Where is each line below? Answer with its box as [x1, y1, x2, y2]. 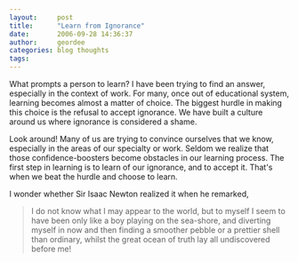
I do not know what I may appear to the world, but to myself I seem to [30, 206, 286, 216]
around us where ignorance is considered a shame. [9, 116, 197, 127]
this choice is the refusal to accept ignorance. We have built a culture [9, 107, 263, 117]
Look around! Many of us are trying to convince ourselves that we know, [9, 134, 274, 144]
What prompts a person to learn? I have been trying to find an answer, [9, 79, 266, 89]
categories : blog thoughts [9, 46, 109, 55]
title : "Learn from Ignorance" [9, 21, 145, 30]
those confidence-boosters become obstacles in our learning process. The [9, 153, 285, 163]
